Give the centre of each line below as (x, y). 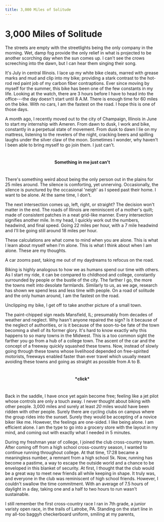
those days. (17, 109)
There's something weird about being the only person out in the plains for (79, 179)
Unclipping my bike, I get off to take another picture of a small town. (73, 305)
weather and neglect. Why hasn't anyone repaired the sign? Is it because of (81, 320)
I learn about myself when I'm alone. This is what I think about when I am (79, 245)
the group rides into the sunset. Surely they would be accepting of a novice (81, 417)
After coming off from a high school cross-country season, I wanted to (76, 447)
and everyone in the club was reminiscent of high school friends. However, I (82, 478)
